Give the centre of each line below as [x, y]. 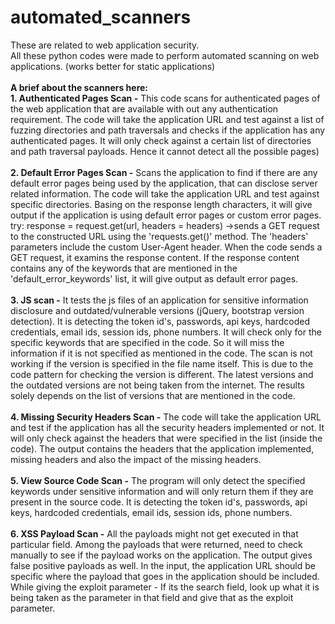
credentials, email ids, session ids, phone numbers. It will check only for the [166, 332]
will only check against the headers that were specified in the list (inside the [166, 438]
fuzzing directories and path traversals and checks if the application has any [168, 130]
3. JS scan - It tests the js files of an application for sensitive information [159, 300]
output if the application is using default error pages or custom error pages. [166, 215]
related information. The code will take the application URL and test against [165, 193]
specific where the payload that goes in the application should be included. [165, 576]
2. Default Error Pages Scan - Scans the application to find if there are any [164, 172]
